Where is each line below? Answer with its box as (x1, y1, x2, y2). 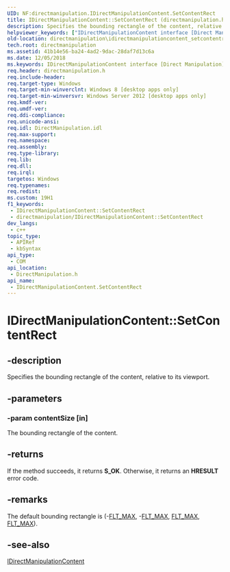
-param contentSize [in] (7, 413, 88, 423)
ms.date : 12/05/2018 (7, 55, 66, 62)
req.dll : (7, 162, 32, 170)
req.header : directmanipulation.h (7, 67, 106, 74)
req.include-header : (7, 73, 66, 81)
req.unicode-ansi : (7, 118, 60, 125)
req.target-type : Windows (7, 80, 81, 87)
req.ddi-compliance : (7, 112, 66, 118)
